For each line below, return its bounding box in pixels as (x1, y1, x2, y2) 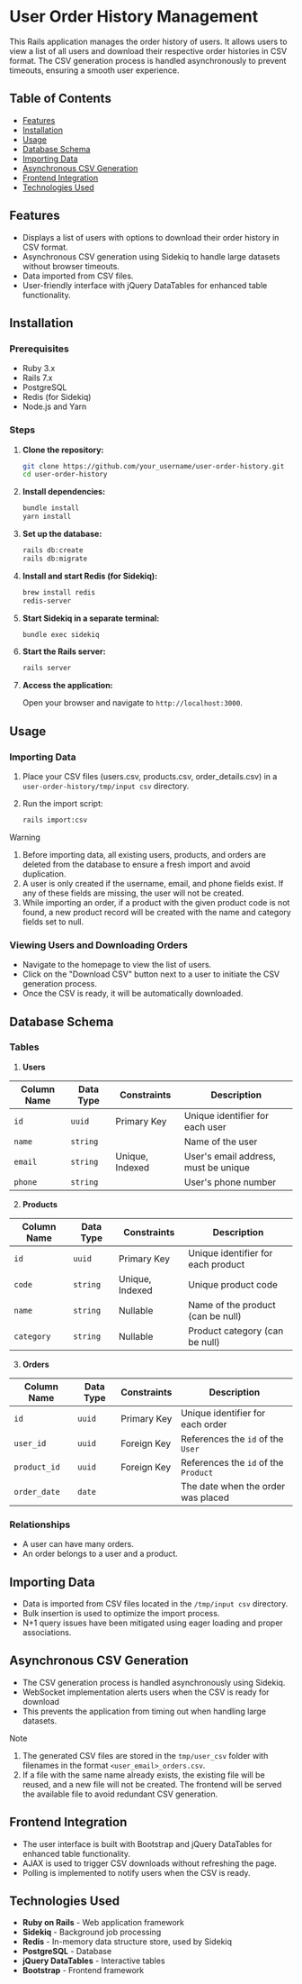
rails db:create (22, 546, 84, 555)
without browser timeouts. (22, 260, 120, 271)
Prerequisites (9, 342, 69, 355)
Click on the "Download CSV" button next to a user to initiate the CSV (22, 969, 280, 979)
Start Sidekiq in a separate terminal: (22, 613, 160, 623)
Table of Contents (9, 91, 112, 106)
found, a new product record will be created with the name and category (22, 906, 292, 917)
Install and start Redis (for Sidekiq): (22, 570, 158, 581)
